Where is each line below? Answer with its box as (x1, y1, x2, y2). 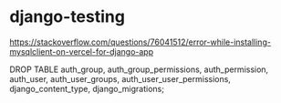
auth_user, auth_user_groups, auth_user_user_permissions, (9, 73, 231, 84)
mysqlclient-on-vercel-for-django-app (9, 46, 153, 57)
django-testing (9, 6, 126, 27)
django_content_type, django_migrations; (9, 83, 164, 94)
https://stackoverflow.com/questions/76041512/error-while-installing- (9, 36, 272, 47)
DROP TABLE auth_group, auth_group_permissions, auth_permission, (9, 64, 269, 75)
